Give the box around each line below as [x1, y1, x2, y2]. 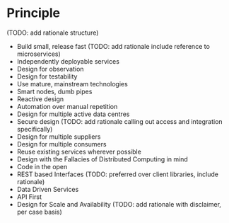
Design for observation [16, 64, 84, 73]
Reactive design [16, 94, 64, 103]
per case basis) [16, 207, 63, 216]
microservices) [16, 50, 61, 58]
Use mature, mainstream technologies [16, 79, 128, 88]
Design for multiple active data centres [16, 110, 130, 118]
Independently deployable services [16, 57, 119, 65]
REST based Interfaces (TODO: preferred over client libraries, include [16, 170, 218, 178]
